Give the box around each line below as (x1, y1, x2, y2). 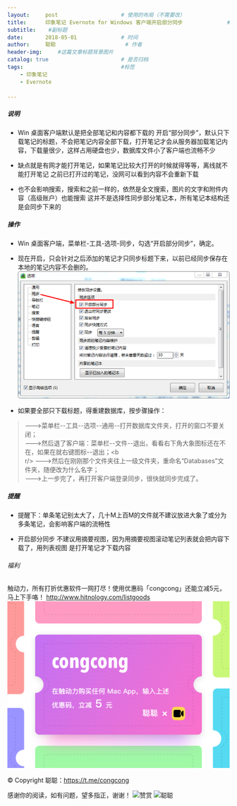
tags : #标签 (7, 64, 135, 71)
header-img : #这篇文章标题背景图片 (7, 49, 114, 56)
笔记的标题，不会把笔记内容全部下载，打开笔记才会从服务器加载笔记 (23, 138, 222, 146)
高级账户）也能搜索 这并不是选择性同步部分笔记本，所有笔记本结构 (30, 194, 224, 203)
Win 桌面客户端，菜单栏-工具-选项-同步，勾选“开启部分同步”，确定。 (17, 239, 218, 248)
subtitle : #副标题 (7, 26, 68, 33)
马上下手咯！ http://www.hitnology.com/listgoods (7, 593, 150, 601)
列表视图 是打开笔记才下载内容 (42, 543, 131, 552)
